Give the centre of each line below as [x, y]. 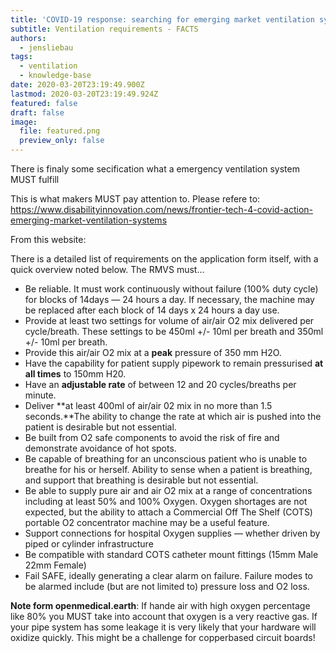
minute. [40, 395]
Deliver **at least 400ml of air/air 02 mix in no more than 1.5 [148, 405]
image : [24, 122]
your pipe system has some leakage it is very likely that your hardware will [163, 627]
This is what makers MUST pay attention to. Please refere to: [135, 199]
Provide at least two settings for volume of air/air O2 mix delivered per [169, 320]
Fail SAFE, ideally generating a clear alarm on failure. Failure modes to [169, 575]
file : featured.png [60, 131]
